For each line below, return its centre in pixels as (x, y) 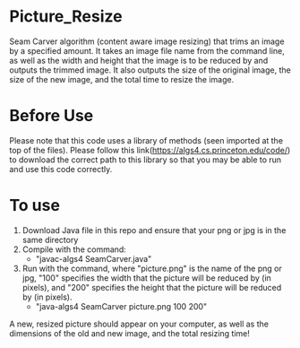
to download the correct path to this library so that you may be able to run (146, 160)
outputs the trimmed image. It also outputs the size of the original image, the (150, 70)
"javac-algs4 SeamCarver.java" (94, 258)
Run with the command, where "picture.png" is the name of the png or (152, 268)
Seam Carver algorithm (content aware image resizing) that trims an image (147, 41)
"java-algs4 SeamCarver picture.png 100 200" (121, 306)
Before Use (51, 116)
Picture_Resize (66, 17)
